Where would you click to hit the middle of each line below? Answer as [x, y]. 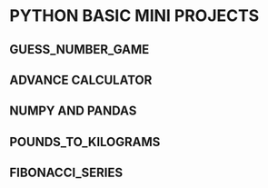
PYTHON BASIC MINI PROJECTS [134, 16]
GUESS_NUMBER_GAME [79, 49]
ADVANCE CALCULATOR [81, 79]
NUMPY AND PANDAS [73, 111]
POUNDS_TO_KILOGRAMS [85, 142]
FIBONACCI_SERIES [66, 173]
